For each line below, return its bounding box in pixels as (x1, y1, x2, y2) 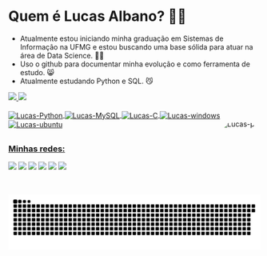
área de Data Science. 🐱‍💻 (19, 50, 105, 60)
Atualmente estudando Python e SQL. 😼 (19, 76, 153, 86)
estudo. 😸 (19, 67, 54, 77)
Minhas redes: (8, 143, 66, 154)
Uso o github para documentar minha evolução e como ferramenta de (19, 59, 250, 69)
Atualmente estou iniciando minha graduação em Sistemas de (19, 34, 224, 43)
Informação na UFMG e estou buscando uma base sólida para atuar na (19, 42, 253, 51)
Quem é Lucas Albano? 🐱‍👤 (8, 7, 187, 26)
